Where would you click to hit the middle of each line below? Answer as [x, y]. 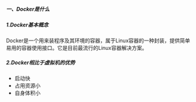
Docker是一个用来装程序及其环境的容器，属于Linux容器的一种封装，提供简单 [98, 40]
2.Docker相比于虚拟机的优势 [41, 62]
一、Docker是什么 [28, 9]
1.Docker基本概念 [27, 25]
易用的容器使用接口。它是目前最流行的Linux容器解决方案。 [77, 48]
